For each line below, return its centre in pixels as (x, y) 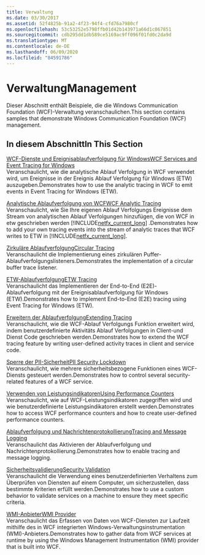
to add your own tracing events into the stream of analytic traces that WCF (101, 230)
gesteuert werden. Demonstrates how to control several (97, 375)
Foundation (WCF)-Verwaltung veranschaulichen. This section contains (96, 112)
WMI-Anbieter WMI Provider (41, 514)
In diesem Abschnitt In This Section (75, 144)
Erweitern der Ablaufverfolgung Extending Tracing (69, 318)
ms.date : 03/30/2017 (33, 18)
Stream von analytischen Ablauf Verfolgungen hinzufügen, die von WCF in (100, 216)
